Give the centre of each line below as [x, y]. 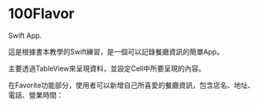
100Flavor [41, 14]
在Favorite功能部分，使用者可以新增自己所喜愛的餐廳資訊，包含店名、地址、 [131, 85]
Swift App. [25, 35]
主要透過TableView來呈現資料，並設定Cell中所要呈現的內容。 [107, 68]
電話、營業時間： [36, 94]
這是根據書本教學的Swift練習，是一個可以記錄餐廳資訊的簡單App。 [116, 51]
